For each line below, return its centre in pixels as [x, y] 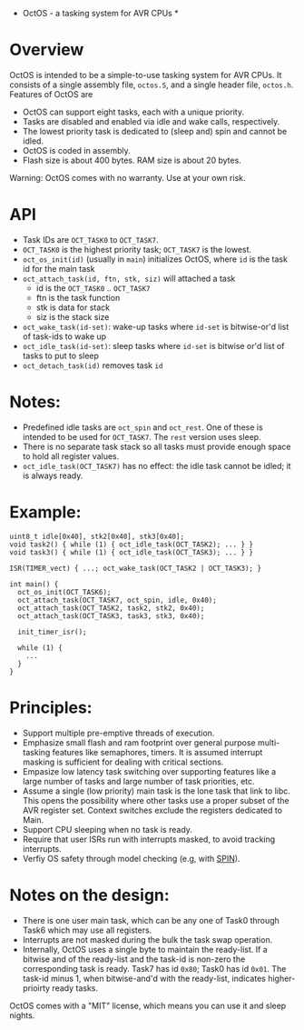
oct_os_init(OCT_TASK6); [64, 592]
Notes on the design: [89, 895]
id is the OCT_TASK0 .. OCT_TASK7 [93, 288]
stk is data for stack [73, 307]
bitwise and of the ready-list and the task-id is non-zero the [134, 959]
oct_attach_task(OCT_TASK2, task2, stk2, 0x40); [111, 608]
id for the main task [59, 268]
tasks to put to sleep [61, 355]
